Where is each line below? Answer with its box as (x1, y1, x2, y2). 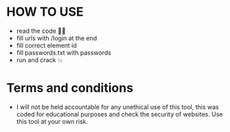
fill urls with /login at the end (16, 34, 97, 42)
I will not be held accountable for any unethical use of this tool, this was (16, 103, 219, 111)
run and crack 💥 (16, 55, 63, 64)
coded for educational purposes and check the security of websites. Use (16, 110, 223, 118)
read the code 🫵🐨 (16, 27, 66, 35)
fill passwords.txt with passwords (16, 49, 111, 57)
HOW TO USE (6, 4, 84, 20)
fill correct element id (16, 41, 77, 49)
